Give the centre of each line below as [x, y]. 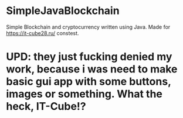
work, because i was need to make [92, 69]
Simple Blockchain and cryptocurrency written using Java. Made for [88, 27]
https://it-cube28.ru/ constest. [43, 33]
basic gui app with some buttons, [89, 81]
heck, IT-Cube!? [46, 107]
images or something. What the [84, 94]
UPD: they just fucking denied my [89, 57]
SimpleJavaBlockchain [63, 11]
